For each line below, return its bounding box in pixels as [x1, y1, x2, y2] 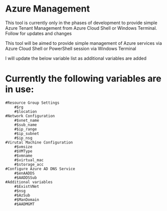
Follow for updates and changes [5, 30, 72, 36]
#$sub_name [14, 122, 37, 127]
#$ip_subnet [14, 131, 39, 136]
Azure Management [5, 3, 90, 15]
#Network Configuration [5, 113, 55, 118]
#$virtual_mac [14, 157, 44, 163]
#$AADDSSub [14, 175, 37, 180]
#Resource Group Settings [5, 100, 59, 105]
